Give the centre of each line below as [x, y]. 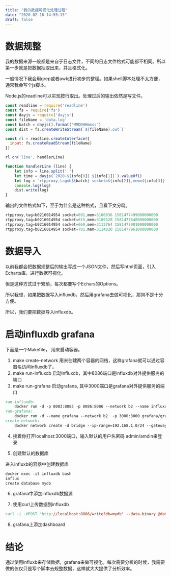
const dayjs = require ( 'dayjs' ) [39, 115]
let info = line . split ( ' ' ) [44, 171]
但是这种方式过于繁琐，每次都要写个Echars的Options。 [63, 283]
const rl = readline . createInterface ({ [48, 138]
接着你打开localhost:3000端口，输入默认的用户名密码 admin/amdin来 [85, 436]
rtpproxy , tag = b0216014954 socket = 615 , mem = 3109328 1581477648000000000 [82, 220]
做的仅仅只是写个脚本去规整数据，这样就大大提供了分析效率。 [70, 569]
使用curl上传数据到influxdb [41, 505]
